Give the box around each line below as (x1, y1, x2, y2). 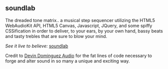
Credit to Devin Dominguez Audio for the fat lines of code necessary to (5, 52, 152, 58)
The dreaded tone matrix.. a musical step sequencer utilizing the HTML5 (5, 17, 155, 23)
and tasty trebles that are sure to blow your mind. (5, 33, 107, 39)
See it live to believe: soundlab (5, 42, 68, 49)
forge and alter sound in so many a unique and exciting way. (5, 57, 130, 64)
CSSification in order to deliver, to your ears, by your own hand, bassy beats (5, 27, 163, 34)
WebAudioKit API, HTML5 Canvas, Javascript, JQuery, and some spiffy (5, 22, 152, 28)
